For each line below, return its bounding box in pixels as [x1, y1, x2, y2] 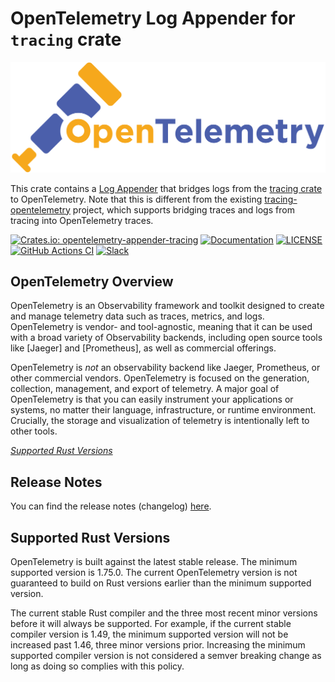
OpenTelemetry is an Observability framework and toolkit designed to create [10, 300, 325, 312]
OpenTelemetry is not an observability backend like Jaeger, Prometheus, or [10, 362, 321, 374]
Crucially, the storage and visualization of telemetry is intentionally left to [10, 415, 310, 427]
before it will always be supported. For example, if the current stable [10, 618, 292, 630]
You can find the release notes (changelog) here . [10, 500, 212, 512]
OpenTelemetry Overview [10, 273, 174, 291]
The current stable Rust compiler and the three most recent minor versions [10, 607, 318, 619]
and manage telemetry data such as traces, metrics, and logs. [10, 310, 265, 322]
